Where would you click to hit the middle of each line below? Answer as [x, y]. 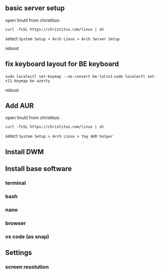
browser [15, 223]
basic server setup [35, 8]
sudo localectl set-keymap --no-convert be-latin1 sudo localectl [75, 76]
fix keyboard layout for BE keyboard [62, 64]
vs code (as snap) [27, 237]
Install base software [38, 169]
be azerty [40, 81]
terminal [15, 183]
